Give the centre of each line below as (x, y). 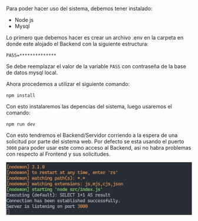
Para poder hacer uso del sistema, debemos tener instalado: (79, 9)
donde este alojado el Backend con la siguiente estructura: (77, 44)
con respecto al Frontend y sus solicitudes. (58, 154)
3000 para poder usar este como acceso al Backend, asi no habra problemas (99, 148)
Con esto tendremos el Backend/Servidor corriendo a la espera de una (92, 135)
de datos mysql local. (32, 72)
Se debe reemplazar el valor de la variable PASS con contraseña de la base (96, 66)
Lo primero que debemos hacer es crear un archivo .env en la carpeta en (95, 37)
